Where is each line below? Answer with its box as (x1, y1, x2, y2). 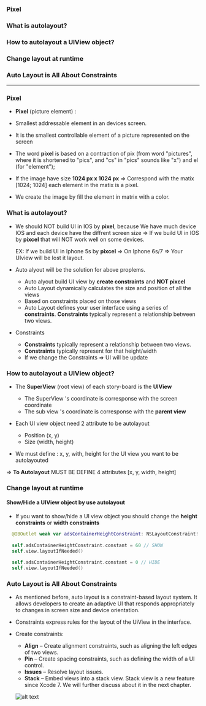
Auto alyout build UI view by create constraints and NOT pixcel (24, 278, 186, 285)
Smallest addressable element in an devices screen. (15, 120, 147, 127)
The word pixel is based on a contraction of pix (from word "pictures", (15, 150, 193, 158)
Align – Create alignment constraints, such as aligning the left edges (24, 642, 197, 650)
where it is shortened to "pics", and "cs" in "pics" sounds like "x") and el (15, 156, 198, 164)
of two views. (24, 649, 59, 656)
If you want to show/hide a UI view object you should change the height (15, 513, 197, 520)
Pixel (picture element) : (15, 108, 77, 115)
